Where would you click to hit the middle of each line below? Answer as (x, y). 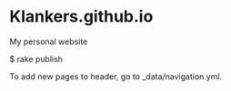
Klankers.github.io (81, 17)
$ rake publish (36, 59)
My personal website (49, 41)
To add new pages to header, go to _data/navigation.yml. (116, 76)
